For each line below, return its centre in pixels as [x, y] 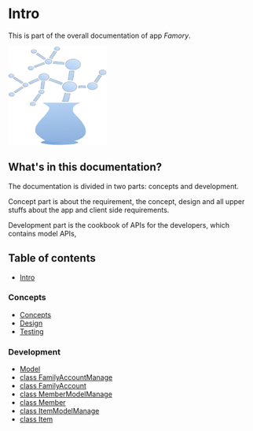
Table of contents [52, 258]
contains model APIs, [42, 233]
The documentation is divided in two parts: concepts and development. [124, 186]
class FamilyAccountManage [66, 377]
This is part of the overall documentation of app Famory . [99, 35]
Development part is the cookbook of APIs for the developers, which [119, 225]
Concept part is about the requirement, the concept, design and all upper [126, 201]
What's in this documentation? [85, 167]
